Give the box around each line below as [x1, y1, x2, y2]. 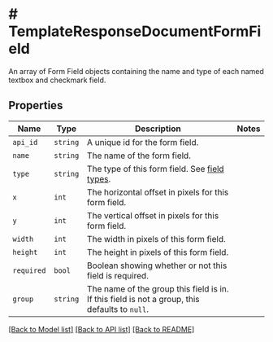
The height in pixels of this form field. [86, 246, 229, 257]
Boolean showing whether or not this [86, 260, 227, 271]
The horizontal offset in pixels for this [86, 186, 229, 198]
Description [134, 123, 181, 134]
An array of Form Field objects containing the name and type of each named [8, 66, 264, 76]
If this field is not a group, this [86, 293, 201, 305]
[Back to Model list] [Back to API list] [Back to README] [8, 324, 195, 334]
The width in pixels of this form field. [86, 233, 226, 244]
